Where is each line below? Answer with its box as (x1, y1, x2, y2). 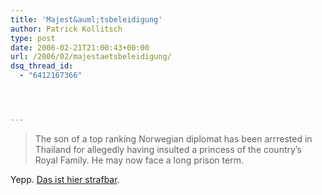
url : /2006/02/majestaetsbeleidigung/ (10, 52, 172, 62)
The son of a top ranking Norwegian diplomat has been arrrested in (34, 132, 313, 145)
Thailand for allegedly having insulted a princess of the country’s (34, 143, 302, 155)
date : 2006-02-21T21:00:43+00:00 (10, 42, 150, 53)
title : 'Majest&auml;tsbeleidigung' (10, 14, 163, 25)
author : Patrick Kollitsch (10, 24, 123, 34)
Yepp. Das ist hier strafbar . (10, 173, 120, 185)
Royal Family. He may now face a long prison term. (34, 154, 244, 166)
